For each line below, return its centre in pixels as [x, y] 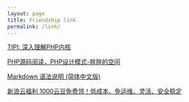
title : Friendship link [42, 20]
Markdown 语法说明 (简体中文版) [54, 76]
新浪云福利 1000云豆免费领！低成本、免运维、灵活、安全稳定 [95, 92]
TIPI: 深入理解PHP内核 [39, 47]
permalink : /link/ [34, 26]
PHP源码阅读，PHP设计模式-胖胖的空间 [64, 62]
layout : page [26, 14]
